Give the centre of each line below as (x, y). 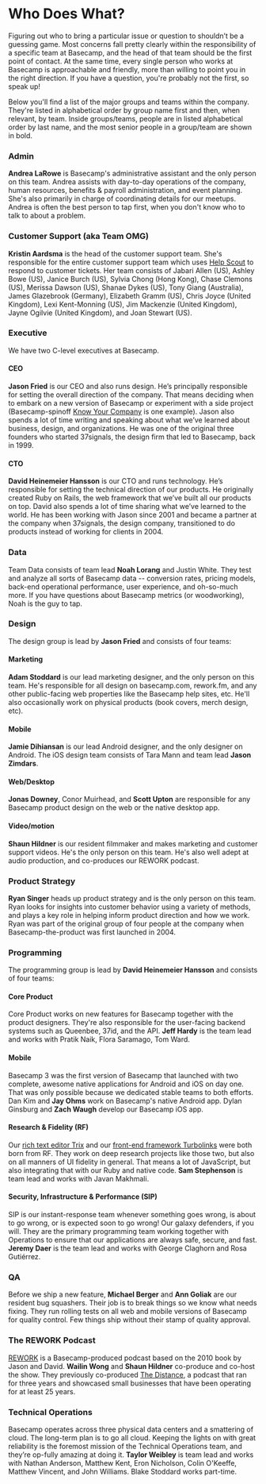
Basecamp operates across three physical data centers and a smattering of (131, 1429)
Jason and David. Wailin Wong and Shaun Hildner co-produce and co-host (132, 1366)
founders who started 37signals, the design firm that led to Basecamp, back (132, 437)
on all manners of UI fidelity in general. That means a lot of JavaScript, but (129, 1162)
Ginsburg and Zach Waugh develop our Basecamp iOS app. (106, 1109)
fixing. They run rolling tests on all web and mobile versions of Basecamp (127, 1312)
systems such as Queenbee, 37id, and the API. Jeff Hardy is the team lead (130, 1031)
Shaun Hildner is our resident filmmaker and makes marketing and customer (133, 843)
